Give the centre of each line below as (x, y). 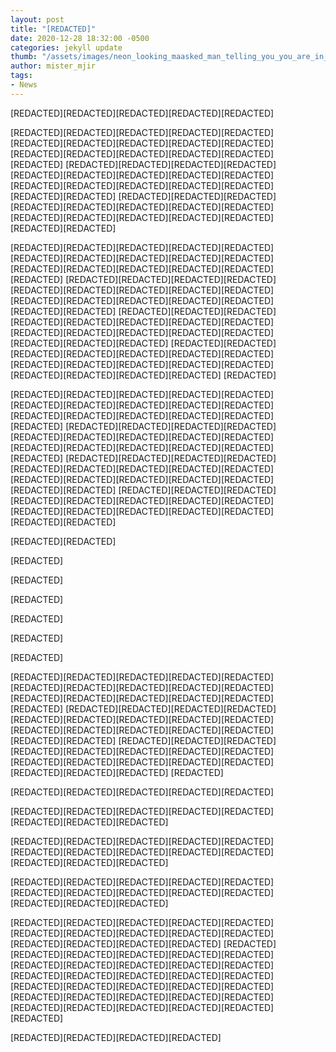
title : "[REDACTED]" (53, 29)
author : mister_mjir (53, 66)
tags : (21, 76)
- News (24, 85)
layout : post (37, 19)
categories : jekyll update (66, 47)
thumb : (24, 57)
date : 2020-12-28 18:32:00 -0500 (80, 38)
